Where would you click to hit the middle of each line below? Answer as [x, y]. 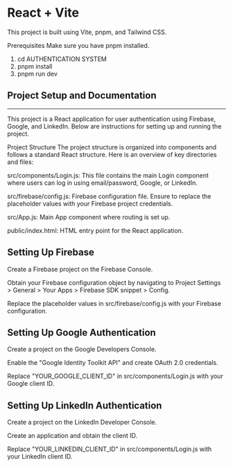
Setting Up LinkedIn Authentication [85, 405]
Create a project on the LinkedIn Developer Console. [82, 423]
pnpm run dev [37, 74]
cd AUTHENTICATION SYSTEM [62, 59]
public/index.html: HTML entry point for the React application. [95, 230]
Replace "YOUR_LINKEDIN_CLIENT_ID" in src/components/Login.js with [110, 449]
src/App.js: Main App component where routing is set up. [89, 217]
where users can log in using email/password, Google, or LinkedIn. [102, 183]
